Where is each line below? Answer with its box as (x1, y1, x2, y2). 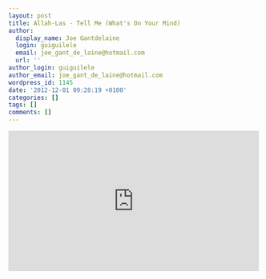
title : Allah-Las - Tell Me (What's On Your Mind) (8, 19, 181, 27)
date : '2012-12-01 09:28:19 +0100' (8, 86, 127, 94)
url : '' (15, 57, 42, 65)
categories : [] (8, 94, 59, 102)
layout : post (8, 11, 52, 20)
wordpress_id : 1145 (8, 78, 74, 86)
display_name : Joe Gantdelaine (15, 34, 120, 42)
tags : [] (8, 101, 38, 109)
